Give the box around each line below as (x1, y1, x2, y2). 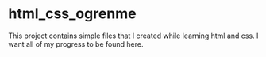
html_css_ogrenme (8, 5, 137, 23)
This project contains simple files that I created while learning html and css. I (8, 31, 259, 40)
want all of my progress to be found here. (8, 39, 144, 48)
